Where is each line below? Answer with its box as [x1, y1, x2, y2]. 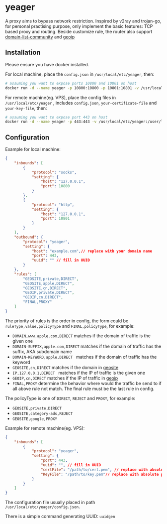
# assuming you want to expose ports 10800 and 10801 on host [5, 81, 137, 86]
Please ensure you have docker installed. [5, 61, 89, 67]
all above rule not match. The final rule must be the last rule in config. [12, 386, 155, 392]
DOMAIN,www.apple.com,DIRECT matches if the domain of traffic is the [12, 333, 151, 339]
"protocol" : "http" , [31, 202, 75, 207]
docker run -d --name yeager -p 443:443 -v [5, 119, 97, 125]
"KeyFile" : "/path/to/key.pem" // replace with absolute [40, 472, 159, 477]
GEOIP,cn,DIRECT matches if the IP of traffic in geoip [12, 375, 118, 381]
